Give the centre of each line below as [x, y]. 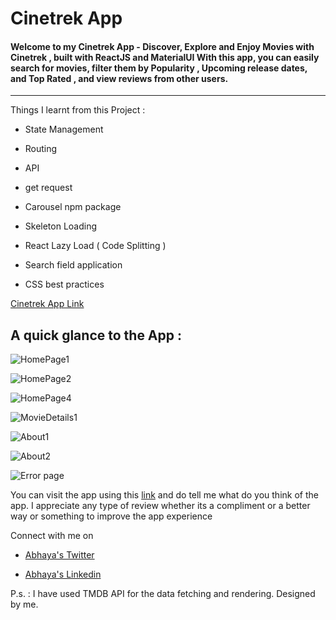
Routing [41, 149]
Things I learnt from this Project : [78, 110]
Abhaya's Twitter [59, 555]
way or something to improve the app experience [111, 516]
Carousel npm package [73, 207]
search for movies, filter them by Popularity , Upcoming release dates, [159, 68]
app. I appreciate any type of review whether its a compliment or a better [160, 506]
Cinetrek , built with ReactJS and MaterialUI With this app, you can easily [165, 57]
